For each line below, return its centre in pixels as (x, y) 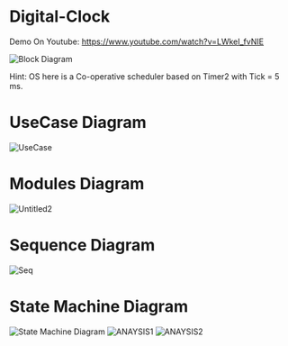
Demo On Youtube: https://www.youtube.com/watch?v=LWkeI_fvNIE (136, 41)
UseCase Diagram (78, 123)
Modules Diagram (77, 184)
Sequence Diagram (82, 245)
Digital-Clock (60, 17)
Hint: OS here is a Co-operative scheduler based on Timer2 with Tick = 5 (144, 76)
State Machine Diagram (99, 306)
